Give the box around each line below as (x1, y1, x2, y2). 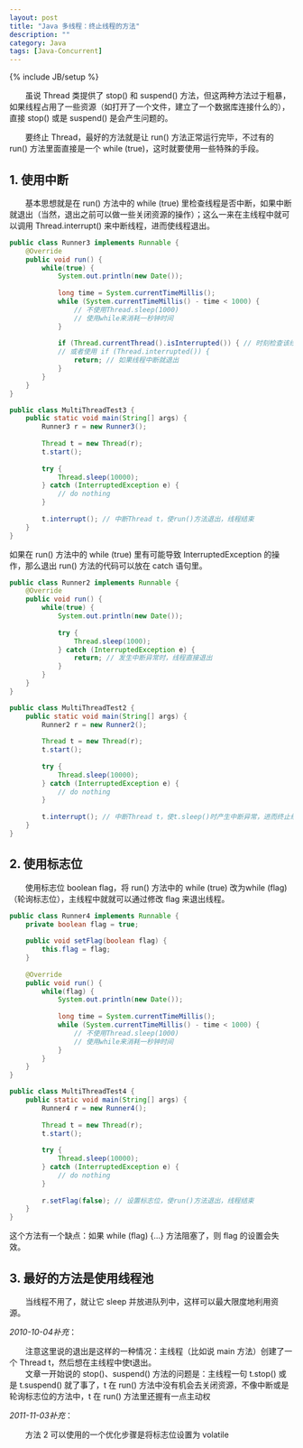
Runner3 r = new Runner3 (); (41, 422, 147, 431)
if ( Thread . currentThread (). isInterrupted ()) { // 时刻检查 (57, 339, 283, 348)
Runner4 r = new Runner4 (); (41, 1103, 147, 1112)
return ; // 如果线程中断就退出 (73, 355, 179, 365)
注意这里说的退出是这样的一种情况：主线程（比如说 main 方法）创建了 (24, 1345, 285, 1356)
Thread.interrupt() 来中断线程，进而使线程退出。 (34, 220, 215, 231)
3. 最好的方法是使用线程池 (9, 1270, 154, 1286)
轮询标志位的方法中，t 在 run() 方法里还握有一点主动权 (9, 1390, 211, 1401)
